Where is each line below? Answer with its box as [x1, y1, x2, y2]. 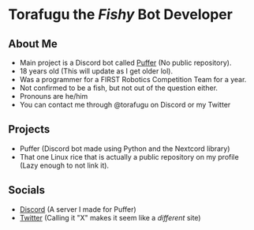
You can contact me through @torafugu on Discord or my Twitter [19, 100, 231, 109]
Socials [8, 183, 46, 197]
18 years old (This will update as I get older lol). [19, 66, 174, 76]
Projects [8, 123, 50, 136]
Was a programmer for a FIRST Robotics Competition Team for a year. [19, 75, 247, 84]
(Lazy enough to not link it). [19, 160, 109, 170]
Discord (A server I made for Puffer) [19, 204, 136, 214]
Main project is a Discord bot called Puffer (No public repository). [19, 58, 232, 67]
